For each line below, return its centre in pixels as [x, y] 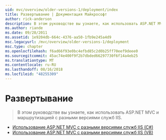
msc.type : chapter [24, 47]
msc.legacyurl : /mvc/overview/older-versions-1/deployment [67, 42]
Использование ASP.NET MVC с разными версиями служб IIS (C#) [83, 127]
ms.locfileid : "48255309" [32, 74]
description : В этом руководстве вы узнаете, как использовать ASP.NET [80, 23]
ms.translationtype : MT [30, 60]
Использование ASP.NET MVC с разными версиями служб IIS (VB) [83, 132]
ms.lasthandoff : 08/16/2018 [34, 70]
